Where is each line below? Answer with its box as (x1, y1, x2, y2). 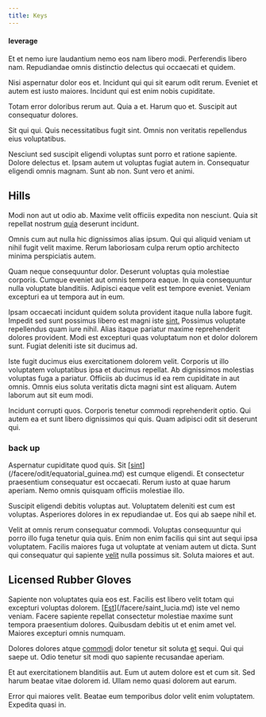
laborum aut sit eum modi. (8, 390, 94, 400)
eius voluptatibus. (8, 134, 67, 143)
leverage (8, 37, 38, 46)
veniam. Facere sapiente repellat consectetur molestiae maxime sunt (8, 611, 233, 621)
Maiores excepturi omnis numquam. (8, 628, 125, 638)
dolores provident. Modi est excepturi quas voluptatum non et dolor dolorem (8, 332, 258, 342)
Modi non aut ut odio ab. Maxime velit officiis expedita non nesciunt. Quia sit (8, 210, 258, 219)
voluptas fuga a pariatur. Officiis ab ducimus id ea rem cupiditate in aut (8, 373, 240, 382)
